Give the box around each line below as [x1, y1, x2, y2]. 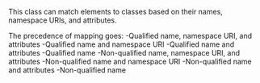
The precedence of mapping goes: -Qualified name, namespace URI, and [8, 31, 253, 40]
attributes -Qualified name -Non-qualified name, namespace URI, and [8, 48, 241, 57]
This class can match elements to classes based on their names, [8, 7, 224, 16]
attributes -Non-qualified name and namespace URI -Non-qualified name [8, 56, 252, 66]
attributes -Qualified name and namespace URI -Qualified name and [8, 39, 235, 49]
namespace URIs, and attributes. [8, 15, 117, 25]
